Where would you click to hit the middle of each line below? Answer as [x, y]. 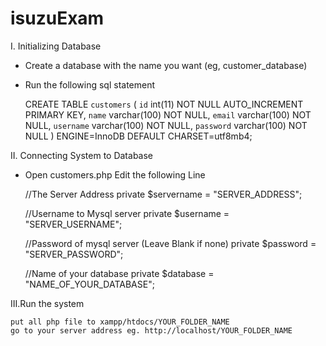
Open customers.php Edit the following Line [115, 174]
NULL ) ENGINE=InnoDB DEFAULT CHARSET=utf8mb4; [138, 136]
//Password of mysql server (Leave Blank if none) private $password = [170, 243]
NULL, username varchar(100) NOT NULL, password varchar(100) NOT [166, 125]
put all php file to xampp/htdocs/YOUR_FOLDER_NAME [120, 322]
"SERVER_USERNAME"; [73, 224]
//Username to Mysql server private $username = [127, 213]
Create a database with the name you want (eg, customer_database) [166, 65]
